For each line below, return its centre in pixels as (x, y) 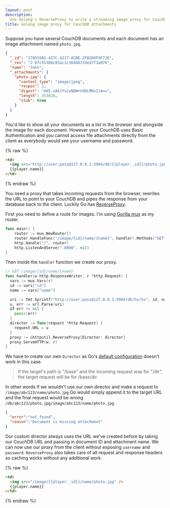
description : (19, 15)
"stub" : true (32, 101)
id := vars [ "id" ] (28, 285)
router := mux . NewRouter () (43, 233)
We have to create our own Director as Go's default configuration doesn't (82, 357)
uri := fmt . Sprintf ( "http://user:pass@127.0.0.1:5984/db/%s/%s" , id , (84, 299)
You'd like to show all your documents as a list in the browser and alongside (84, 124)
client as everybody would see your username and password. (70, 141)
